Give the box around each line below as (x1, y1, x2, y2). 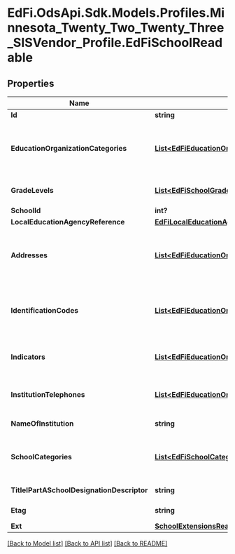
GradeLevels (10, 186, 54, 195)
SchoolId (10, 205, 41, 215)
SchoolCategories (10, 452, 72, 461)
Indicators (10, 352, 45, 362)
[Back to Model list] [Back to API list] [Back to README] (7, 539, 168, 548)
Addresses (10, 250, 48, 260)
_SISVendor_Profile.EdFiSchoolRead (7, 35, 223, 50)
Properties (7, 77, 55, 89)
